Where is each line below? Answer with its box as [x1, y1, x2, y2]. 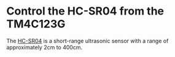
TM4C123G [6, 17, 66, 31]
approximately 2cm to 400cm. [6, 44, 83, 51]
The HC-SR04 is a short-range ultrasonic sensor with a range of [6, 37, 169, 44]
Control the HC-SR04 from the [6, 4, 165, 18]
